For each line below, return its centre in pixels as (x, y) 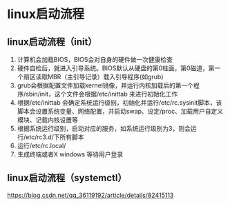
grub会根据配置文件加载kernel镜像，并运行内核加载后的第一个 (105, 85)
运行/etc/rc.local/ (41, 146)
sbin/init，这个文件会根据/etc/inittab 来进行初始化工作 (102, 94)
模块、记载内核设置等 (47, 120)
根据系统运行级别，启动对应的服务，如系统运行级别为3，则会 (104, 128)
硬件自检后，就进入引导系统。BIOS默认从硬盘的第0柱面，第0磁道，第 (116, 68)
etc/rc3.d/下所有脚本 (55, 137)
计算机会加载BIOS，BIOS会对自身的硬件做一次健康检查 (95, 60)
